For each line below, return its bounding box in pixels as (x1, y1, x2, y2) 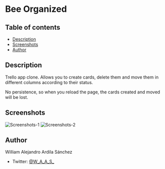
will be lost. (5, 94, 29, 100)
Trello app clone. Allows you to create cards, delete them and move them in (5, 74, 159, 80)
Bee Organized (5, 3, 67, 15)
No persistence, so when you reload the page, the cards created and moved (5, 89, 161, 95)
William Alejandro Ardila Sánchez (5, 149, 73, 155)
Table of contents (5, 23, 60, 32)
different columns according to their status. (5, 79, 93, 85)
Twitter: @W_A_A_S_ (12, 159, 54, 165)
